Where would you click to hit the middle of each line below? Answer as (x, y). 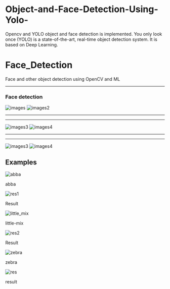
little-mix (14, 223)
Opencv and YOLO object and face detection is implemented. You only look (84, 34)
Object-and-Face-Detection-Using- (82, 9)
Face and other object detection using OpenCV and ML (63, 79)
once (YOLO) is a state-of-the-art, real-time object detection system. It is (81, 39)
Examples (21, 162)
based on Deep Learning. (32, 44)
